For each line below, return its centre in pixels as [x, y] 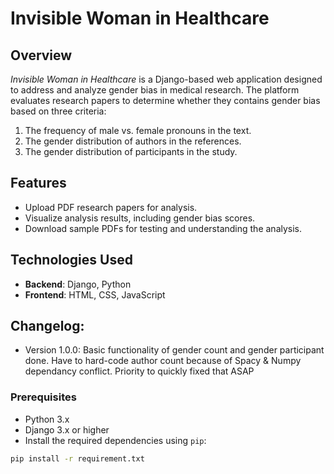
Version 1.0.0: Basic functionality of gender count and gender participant [174, 350]
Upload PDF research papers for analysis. [111, 207]
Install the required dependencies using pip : [115, 440]
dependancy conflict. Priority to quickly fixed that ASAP [139, 371]
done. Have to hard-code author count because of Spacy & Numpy [163, 361]
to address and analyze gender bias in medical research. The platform [155, 90]
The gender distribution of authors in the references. [133, 141]
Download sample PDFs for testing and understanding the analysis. [163, 228]
